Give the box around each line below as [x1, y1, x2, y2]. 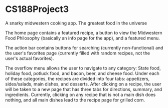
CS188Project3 [5, 3, 69, 15]
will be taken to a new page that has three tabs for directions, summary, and [5, 86, 162, 92]
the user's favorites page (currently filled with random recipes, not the [5, 50, 150, 56]
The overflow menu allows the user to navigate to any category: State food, [5, 65, 161, 71]
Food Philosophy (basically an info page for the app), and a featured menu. [5, 35, 160, 41]
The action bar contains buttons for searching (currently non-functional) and [5, 44, 163, 50]
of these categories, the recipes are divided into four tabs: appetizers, [5, 75, 150, 81]
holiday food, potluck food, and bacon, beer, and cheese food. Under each [5, 70, 159, 76]
